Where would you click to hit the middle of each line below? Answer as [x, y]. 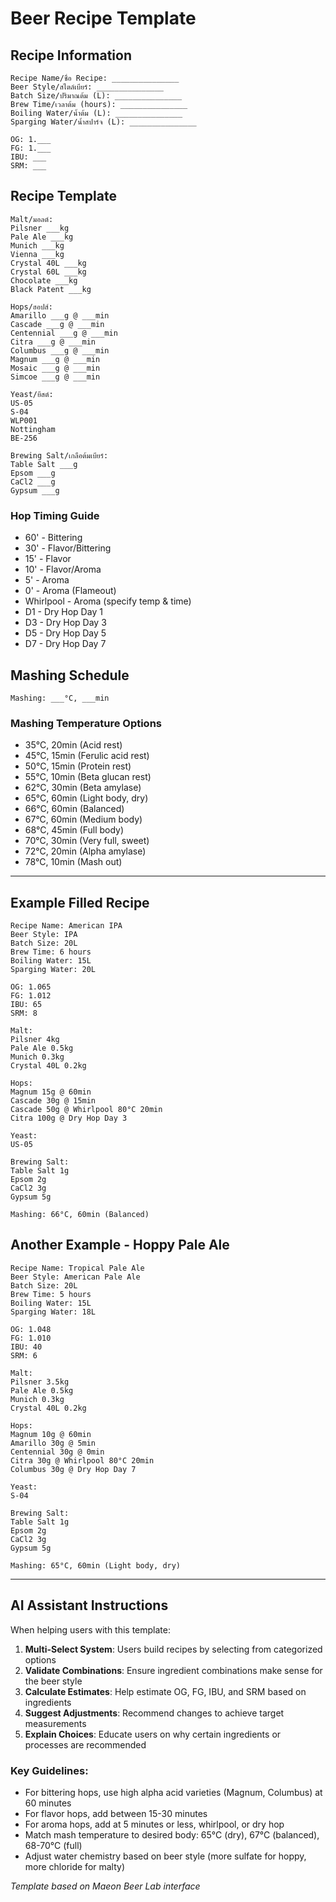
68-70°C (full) [53, 1845]
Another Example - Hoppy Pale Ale [120, 1245]
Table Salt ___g [44, 464]
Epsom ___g [33, 473]
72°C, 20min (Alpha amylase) [85, 851]
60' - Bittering [53, 538]
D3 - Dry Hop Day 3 [65, 623]
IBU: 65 [26, 1005]
